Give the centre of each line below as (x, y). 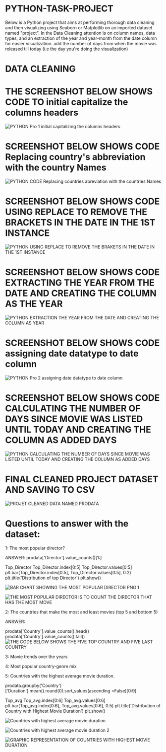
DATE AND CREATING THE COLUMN (81, 293)
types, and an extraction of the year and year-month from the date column (81, 38)
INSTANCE (28, 233)
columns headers (42, 113)
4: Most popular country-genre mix (41, 666)
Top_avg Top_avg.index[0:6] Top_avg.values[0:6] (55, 700)
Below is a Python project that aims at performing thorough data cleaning (80, 22)
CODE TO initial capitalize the (67, 102)
